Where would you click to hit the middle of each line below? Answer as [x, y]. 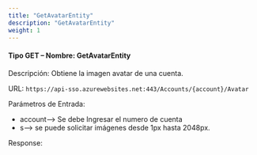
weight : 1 [25, 30]
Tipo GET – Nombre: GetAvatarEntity [70, 55]
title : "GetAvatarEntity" [51, 15]
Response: [26, 142]
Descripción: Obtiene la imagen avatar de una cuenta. [96, 73]
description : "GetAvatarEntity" [61, 23]
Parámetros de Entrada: [47, 104]
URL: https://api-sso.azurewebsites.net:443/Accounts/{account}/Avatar [128, 89]
